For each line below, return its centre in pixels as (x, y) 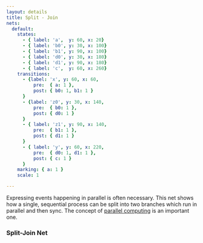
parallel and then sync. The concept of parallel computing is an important (98, 211)
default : (23, 29)
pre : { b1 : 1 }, (55, 130)
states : (27, 35)
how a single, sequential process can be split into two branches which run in (102, 204)
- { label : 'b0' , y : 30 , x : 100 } (65, 46)
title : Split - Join (32, 18)
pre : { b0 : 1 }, (55, 108)
